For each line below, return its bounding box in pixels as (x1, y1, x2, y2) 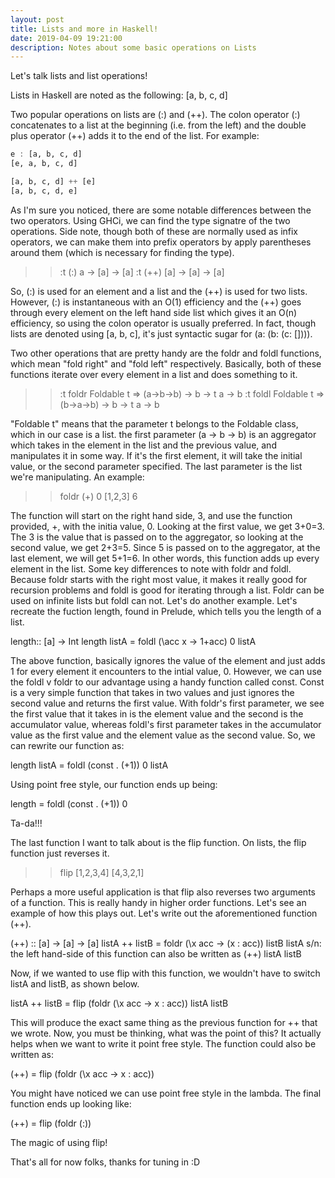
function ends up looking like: (10, 1097, 132, 1110)
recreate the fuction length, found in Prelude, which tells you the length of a (10, 605, 322, 617)
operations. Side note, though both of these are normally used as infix (10, 225, 299, 237)
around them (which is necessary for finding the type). (10, 246, 235, 258)
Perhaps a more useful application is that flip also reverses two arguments (10, 886, 316, 898)
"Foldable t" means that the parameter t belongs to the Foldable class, (10, 417, 299, 430)
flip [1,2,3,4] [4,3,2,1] (59, 866, 145, 878)
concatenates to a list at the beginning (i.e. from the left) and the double (10, 119, 307, 131)
